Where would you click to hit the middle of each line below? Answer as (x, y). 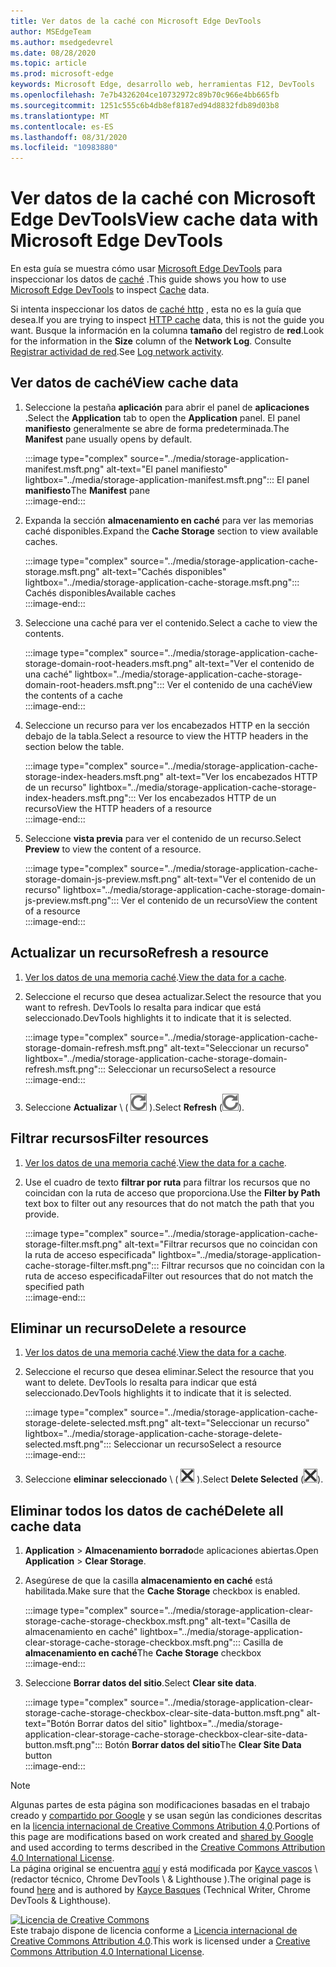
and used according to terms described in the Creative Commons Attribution (168, 1847)
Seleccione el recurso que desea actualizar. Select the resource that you (173, 996)
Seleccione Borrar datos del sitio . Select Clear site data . (140, 1683)
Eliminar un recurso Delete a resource (128, 1328)
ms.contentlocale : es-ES (62, 126)
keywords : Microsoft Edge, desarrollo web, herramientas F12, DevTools (162, 85)
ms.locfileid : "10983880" (64, 148)
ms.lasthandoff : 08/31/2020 (69, 137)
